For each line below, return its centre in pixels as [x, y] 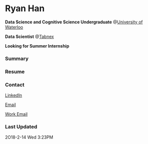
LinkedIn [14, 95]
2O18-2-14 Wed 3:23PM [29, 137]
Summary [17, 58]
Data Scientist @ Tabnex [30, 36]
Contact [15, 85]
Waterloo [14, 27]
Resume [15, 72]
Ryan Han [25, 9]
